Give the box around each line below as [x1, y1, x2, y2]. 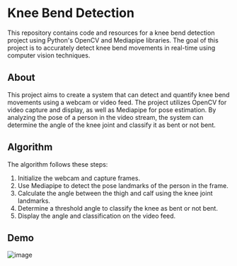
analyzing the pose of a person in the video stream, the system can [7, 113, 204, 121]
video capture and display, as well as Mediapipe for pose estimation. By [7, 105, 216, 114]
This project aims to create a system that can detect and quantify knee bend [7, 90, 230, 99]
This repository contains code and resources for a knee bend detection [7, 28, 215, 37]
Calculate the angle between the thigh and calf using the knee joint [17, 189, 213, 197]
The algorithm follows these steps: [7, 160, 108, 168]
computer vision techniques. [7, 51, 91, 60]
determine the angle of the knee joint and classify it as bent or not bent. [7, 121, 216, 129]
